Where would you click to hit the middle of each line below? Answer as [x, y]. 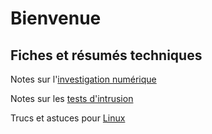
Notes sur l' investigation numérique [83, 79]
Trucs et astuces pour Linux [68, 118]
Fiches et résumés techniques [106, 55]
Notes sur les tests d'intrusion [72, 98]
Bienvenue [56, 18]
